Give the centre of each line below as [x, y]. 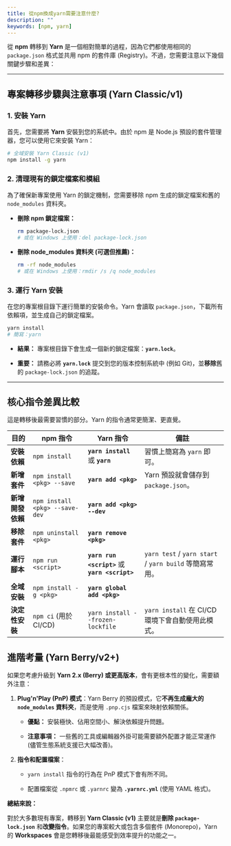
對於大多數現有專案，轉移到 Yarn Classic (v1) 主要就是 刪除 [90, 818]
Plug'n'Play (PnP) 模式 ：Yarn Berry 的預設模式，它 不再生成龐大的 [110, 699]
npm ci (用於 [53, 616]
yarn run [102, 556]
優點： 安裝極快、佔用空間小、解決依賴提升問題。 [98, 722]
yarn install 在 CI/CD [180, 610]
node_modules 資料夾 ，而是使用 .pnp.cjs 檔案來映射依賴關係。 [104, 707]
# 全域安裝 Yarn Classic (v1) [48, 154]
